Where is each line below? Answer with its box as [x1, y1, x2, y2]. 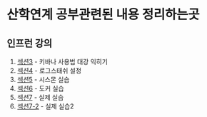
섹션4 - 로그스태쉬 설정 [16, 66, 82, 75]
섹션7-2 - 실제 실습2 [16, 102, 74, 111]
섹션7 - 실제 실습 [16, 93, 64, 101]
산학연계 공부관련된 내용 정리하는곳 [6, 6, 201, 23]
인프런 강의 [6, 37, 53, 49]
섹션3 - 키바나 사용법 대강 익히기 [16, 58, 108, 66]
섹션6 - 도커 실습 [16, 84, 65, 93]
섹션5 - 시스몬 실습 [16, 76, 70, 83]
